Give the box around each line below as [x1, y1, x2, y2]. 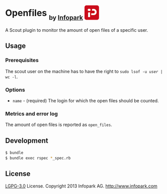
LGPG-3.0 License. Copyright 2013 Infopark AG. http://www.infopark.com [5, 183, 157, 189]
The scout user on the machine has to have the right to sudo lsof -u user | [5, 68, 163, 74]
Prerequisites [5, 57, 39, 64]
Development [5, 136, 49, 145]
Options [5, 86, 25, 93]
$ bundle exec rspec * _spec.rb [5, 155, 71, 161]
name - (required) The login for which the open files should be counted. [12, 97, 159, 103]
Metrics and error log [5, 110, 58, 117]
